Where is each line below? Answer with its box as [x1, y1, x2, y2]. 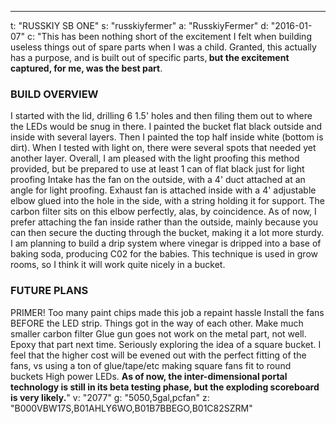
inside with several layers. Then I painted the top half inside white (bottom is [10, 131, 324, 143]
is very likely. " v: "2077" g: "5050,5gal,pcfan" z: [10, 391, 210, 403]
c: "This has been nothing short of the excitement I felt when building [26, 31, 312, 42]
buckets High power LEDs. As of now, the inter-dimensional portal [10, 370, 288, 382]
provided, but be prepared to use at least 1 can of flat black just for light [10, 163, 305, 175]
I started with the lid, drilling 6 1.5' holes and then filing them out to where [10, 110, 313, 122]
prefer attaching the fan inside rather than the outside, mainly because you [10, 216, 319, 228]
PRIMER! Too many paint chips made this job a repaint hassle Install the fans [10, 306, 325, 318]
